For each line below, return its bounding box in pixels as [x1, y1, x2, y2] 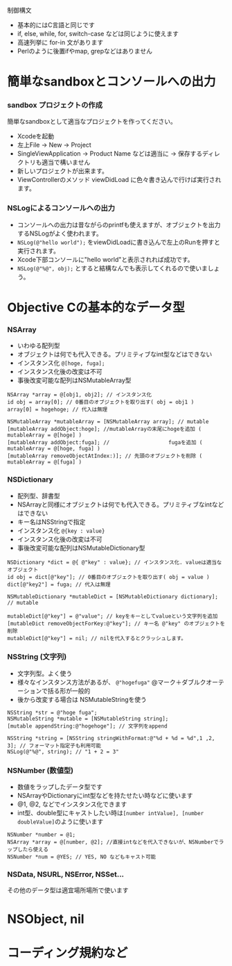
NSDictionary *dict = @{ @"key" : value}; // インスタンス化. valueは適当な [7, 559, 222, 566]
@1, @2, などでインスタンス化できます [17, 800, 127, 808]
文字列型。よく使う [17, 669, 73, 678]
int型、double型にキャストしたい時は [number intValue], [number [17, 809, 204, 817]
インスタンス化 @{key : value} [17, 526, 105, 534]
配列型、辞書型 [17, 491, 60, 500]
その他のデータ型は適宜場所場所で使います [7, 886, 129, 894]
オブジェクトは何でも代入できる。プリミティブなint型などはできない [17, 350, 213, 359]
